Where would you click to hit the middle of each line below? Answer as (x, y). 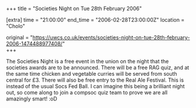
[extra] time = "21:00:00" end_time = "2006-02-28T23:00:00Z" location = (95, 20)
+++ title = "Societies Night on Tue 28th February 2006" (74, 9)
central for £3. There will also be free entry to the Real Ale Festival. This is (95, 80)
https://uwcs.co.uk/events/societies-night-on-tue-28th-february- (111, 37)
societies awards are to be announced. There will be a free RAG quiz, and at (98, 67)
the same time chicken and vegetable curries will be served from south (92, 74)
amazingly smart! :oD (32, 99)
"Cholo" (16, 26)
